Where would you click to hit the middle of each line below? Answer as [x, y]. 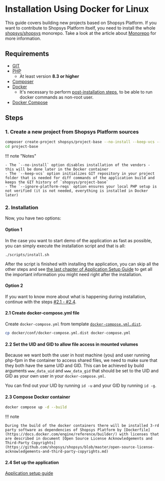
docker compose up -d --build [36, 407]
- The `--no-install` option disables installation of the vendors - [78, 165]
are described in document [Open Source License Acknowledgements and [79, 439]
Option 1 [14, 229]
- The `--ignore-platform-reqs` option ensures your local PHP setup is [81, 187]
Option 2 [14, 286]
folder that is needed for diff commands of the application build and [80, 178]
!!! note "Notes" [21, 156]
